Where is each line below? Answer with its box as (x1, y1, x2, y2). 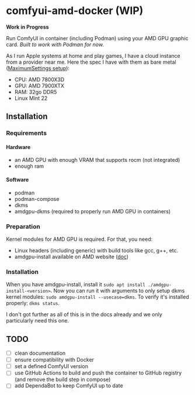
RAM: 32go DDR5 (14, 88, 57, 95)
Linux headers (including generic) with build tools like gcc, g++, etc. (14, 247, 179, 254)
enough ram (14, 162, 44, 170)
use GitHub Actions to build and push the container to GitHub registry (14, 369, 182, 376)
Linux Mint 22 (14, 95, 48, 102)
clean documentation (14, 349, 66, 357)
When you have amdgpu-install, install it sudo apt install (6, 281, 146, 288)
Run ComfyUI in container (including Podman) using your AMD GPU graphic (6, 34, 189, 41)
